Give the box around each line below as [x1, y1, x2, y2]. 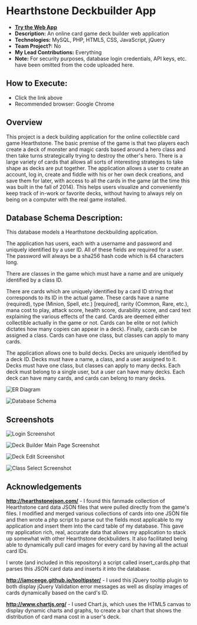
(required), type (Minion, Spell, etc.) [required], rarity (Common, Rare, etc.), [6, 300, 189, 307]
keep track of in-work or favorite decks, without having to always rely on [6, 189, 183, 197]
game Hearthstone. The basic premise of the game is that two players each [6, 139, 189, 146]
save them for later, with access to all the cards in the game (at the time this [6, 177, 190, 184]
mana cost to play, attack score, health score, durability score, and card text [6, 307, 191, 314]
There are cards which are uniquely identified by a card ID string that [6, 288, 173, 295]
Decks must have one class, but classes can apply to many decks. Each [6, 362, 181, 369]
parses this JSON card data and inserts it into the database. [6, 565, 152, 572]
